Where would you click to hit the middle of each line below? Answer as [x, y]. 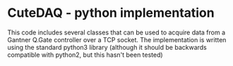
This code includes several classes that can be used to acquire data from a [116, 32]
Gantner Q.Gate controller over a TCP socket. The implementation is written [117, 39]
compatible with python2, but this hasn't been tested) [85, 55]
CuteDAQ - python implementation [111, 13]
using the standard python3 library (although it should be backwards [107, 47]
